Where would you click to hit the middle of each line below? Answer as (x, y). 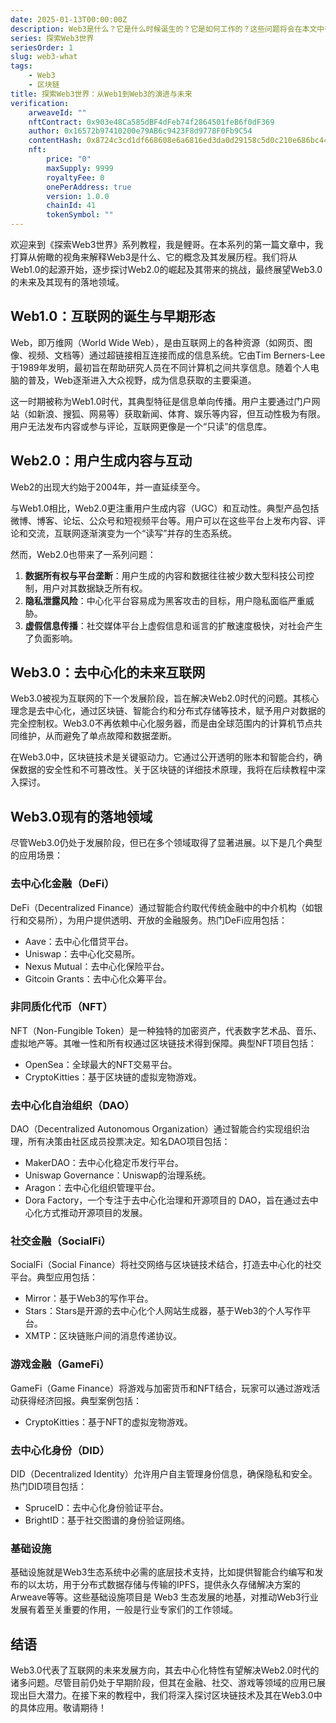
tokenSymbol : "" (80, 215)
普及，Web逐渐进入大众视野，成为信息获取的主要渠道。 (142, 380)
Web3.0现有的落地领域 (81, 816)
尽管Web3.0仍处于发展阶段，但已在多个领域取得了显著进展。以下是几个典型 (166, 843)
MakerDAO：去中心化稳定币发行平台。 (104, 1163)
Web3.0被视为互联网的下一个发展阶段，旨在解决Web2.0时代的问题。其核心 (165, 698)
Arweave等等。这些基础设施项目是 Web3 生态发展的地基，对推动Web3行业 (164, 1597)
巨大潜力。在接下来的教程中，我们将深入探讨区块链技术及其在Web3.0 (170, 1695)
